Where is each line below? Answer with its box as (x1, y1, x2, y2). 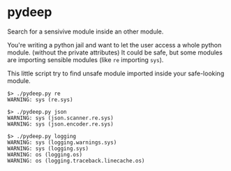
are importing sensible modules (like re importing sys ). (7, 55, 164, 64)
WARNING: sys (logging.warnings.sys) (7, 139, 117, 146)
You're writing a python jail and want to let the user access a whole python (7, 40, 222, 49)
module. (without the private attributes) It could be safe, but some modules (7, 48, 223, 57)
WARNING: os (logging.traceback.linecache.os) (7, 157, 145, 164)
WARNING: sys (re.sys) (7, 96, 73, 103)
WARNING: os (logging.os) (7, 151, 82, 158)
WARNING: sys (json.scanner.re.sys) (7, 114, 114, 121)
